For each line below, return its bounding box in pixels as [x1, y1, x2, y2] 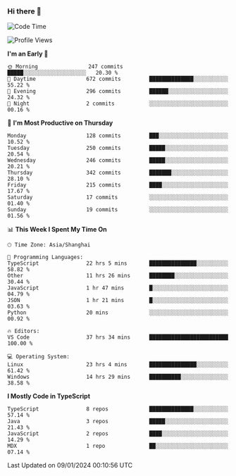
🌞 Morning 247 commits [7, 63, 123, 70]
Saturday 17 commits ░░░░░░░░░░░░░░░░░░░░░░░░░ [7, 194, 229, 201]
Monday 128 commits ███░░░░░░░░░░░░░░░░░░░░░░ [7, 132, 229, 139]
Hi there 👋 [7, 6, 42, 16]
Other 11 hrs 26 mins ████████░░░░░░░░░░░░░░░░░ [7, 273, 229, 280]
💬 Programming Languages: [7, 253, 83, 261]
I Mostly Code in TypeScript [7, 392, 90, 401]
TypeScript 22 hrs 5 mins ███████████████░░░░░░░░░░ [7, 260, 229, 267]
